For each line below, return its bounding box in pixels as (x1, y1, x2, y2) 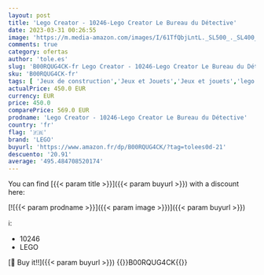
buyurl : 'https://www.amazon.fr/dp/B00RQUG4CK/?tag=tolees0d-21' (8, 143, 226, 151)
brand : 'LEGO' (8, 135, 55, 144)
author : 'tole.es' (8, 56, 68, 64)
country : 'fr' (8, 121, 55, 129)
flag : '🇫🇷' (8, 128, 47, 136)
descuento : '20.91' (8, 150, 72, 158)
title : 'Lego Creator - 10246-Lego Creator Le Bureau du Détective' (8, 19, 237, 27)
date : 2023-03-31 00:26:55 (8, 26, 97, 34)
